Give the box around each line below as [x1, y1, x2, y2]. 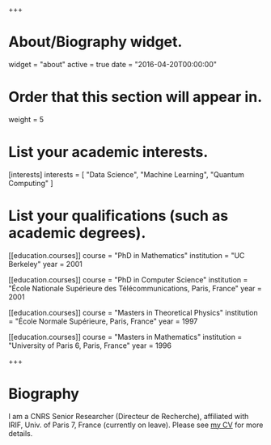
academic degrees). [8, 224, 146, 242]
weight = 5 [8, 114, 44, 124]
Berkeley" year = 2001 [8, 259, 83, 269]
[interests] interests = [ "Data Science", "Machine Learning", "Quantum [8, 169, 245, 179]
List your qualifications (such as [8, 207, 229, 225]
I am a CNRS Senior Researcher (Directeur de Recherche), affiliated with [8, 411, 249, 421]
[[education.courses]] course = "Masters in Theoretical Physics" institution [8, 307, 259, 317]
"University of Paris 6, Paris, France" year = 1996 [8, 341, 172, 350]
